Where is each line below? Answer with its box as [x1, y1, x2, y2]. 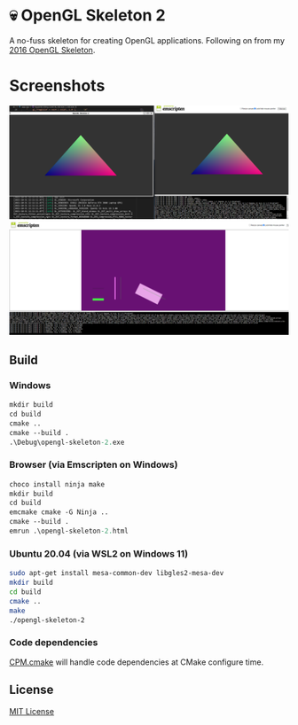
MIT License [9, 706, 55, 716]
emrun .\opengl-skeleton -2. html [9, 526, 129, 536]
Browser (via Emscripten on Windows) [9, 458, 178, 471]
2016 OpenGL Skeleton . [9, 44, 96, 55]
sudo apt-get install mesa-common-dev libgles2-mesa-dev [9, 569, 224, 578]
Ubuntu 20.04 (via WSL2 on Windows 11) [9, 547, 189, 559]
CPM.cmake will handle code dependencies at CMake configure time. [9, 657, 264, 667]
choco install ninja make [9, 479, 105, 488]
